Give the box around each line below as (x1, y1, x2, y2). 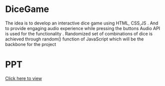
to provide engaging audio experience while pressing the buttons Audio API (5, 25, 161, 31)
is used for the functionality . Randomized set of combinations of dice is (5, 30, 153, 36)
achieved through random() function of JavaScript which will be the (5, 36, 144, 42)
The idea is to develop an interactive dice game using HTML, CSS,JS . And (5, 20, 159, 26)
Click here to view (5, 75, 42, 81)
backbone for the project (5, 41, 56, 47)
